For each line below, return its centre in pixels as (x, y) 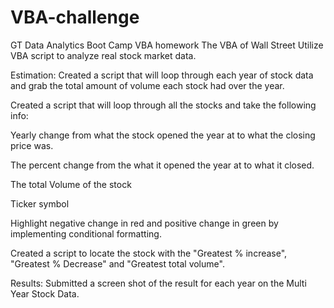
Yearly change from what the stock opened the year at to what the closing (163, 135)
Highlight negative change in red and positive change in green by (144, 223)
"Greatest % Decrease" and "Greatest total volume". (117, 263)
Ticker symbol (40, 203)
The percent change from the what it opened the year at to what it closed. (162, 165)
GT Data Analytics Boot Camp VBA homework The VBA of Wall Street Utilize (167, 45)
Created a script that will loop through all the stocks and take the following (163, 105)
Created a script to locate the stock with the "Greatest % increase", (149, 253)
